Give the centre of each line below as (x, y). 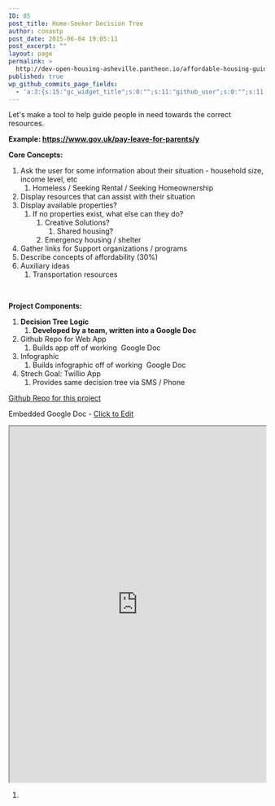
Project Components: (46, 306)
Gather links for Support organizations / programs (104, 248)
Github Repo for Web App (63, 339)
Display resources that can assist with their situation (107, 197)
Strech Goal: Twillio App (61, 374)
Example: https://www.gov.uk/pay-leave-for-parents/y (104, 139)
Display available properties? (69, 205)
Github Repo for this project (55, 398)
